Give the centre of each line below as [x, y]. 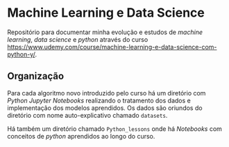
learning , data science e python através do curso [78, 39]
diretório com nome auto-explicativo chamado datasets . [87, 115]
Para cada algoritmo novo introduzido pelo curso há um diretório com [107, 93]
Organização [36, 76]
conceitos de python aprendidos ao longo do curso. [81, 136]
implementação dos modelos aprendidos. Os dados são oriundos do [105, 108]
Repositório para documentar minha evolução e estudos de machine [105, 32]
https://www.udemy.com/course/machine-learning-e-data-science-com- [112, 47]
